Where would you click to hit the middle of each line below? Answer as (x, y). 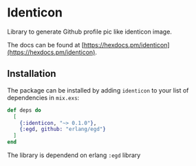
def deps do (24, 110)
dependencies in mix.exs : (43, 97)
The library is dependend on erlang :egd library (74, 155)
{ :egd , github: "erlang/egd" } (63, 129)
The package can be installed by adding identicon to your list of (98, 90)
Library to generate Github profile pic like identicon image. (89, 32)
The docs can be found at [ (46, 45)
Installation (32, 74)
